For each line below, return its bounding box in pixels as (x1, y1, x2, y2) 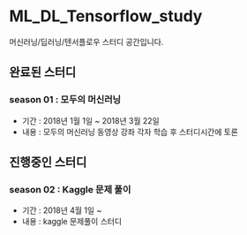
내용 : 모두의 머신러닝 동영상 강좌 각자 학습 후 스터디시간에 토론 (21, 126, 238, 137)
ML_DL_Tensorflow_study (9, 6, 203, 27)
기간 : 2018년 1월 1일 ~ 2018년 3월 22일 (21, 115, 161, 125)
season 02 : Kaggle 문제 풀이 (9, 183, 131, 195)
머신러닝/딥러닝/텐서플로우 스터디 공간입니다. (9, 36, 164, 47)
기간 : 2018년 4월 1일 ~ (21, 205, 102, 216)
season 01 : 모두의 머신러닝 (9, 94, 122, 106)
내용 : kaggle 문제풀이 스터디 (21, 216, 122, 227)
